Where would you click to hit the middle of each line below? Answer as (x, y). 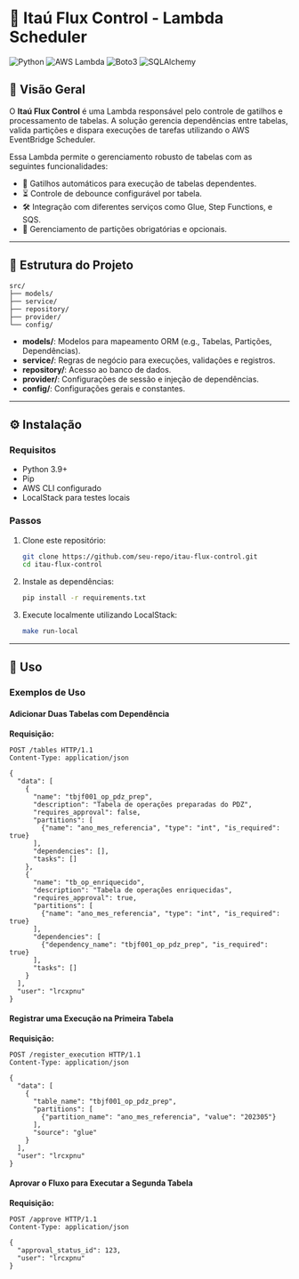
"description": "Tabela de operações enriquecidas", (133, 890)
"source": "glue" (65, 1132)
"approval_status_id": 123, (69, 1250)
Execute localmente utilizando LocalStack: (100, 615)
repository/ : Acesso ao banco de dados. (97, 369)
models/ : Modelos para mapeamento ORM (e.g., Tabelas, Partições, (147, 341)
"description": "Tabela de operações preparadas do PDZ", (142, 804)
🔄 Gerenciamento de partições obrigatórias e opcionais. (125, 229)
